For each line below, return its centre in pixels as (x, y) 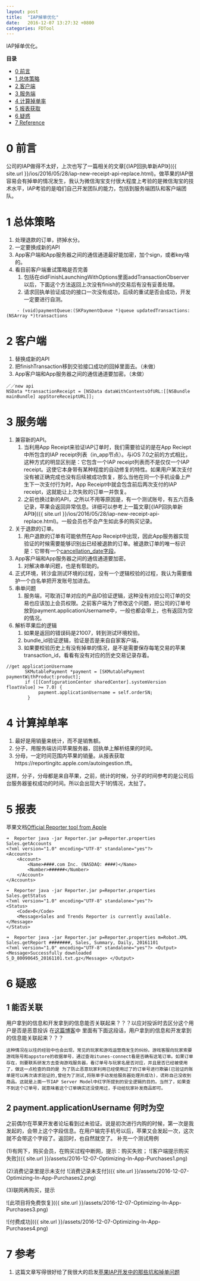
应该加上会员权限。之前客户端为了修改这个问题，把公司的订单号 (112, 603)
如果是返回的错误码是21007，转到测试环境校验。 (83, 633)
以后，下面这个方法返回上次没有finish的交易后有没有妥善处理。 (101, 285)
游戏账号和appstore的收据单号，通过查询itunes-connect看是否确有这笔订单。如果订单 (100, 1056)
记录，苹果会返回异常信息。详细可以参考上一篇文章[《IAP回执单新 (103, 507)
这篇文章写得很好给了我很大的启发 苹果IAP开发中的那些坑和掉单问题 (97, 1271)
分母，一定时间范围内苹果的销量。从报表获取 (70, 755)
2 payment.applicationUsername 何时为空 (85, 1108)
